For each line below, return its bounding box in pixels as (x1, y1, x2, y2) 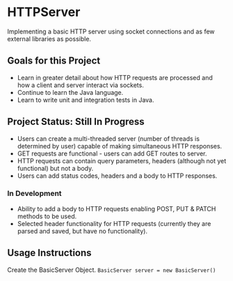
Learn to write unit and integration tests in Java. (17, 96, 154, 104)
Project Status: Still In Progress (7, 116, 145, 128)
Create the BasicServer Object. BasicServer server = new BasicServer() (7, 266, 216, 274)
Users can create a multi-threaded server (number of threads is (17, 134, 200, 143)
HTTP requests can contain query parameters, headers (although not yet (17, 156, 227, 165)
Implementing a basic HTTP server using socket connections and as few (7, 27, 215, 36)
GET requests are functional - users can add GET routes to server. (17, 149, 207, 158)
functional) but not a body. (17, 164, 94, 172)
